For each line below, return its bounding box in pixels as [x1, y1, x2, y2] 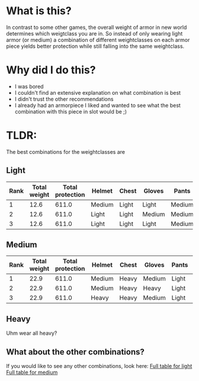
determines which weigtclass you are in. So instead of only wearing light [6, 30, 183, 37]
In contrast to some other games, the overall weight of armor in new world [6, 24, 187, 31]
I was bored [14, 83, 44, 90]
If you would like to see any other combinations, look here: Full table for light [6, 363, 192, 370]
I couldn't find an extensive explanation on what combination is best [14, 89, 181, 96]
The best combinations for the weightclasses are [6, 148, 126, 155]
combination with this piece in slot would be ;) [14, 108, 127, 115]
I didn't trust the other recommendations [14, 95, 114, 102]
